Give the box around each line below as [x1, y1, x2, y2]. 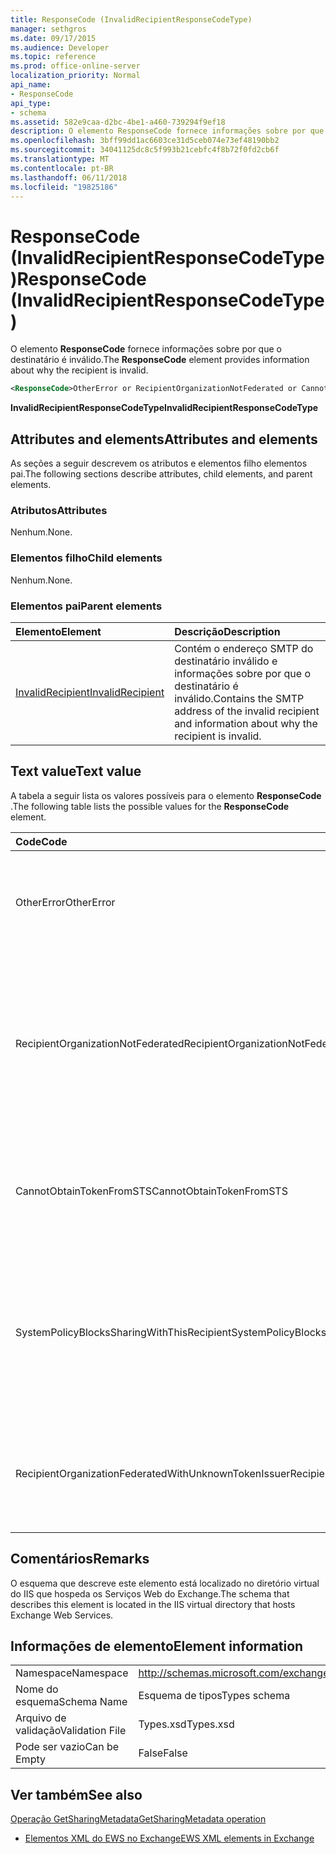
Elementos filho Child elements [10, 551, 163, 565]
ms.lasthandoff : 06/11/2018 [10, 172, 128, 183]
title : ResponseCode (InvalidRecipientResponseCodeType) [10, 14, 253, 25]
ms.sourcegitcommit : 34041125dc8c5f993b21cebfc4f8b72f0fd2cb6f [10, 145, 280, 155]
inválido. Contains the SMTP [174, 691, 305, 705]
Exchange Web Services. [10, 1609, 114, 1621]
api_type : [10, 98, 52, 108]
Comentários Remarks [10, 1551, 150, 1568]
